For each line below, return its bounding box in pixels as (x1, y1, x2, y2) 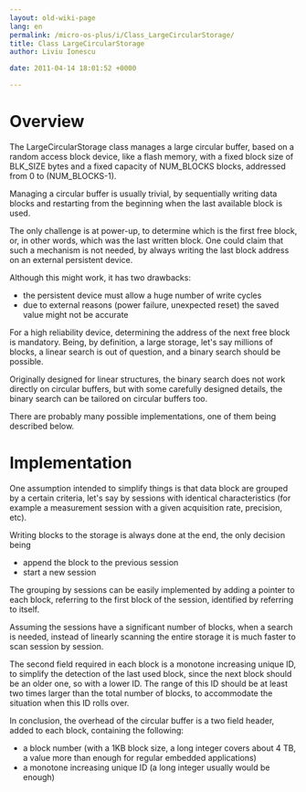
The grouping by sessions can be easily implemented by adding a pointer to (9, 584, 295, 595)
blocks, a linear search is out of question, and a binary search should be (9, 346, 281, 357)
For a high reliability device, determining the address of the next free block (9, 326, 290, 338)
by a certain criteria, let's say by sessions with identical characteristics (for (9, 492, 291, 503)
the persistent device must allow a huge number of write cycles (22, 290, 262, 301)
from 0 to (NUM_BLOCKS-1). (9, 170, 117, 181)
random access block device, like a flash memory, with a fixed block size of (9, 151, 294, 162)
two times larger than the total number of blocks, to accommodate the (9, 687, 273, 699)
